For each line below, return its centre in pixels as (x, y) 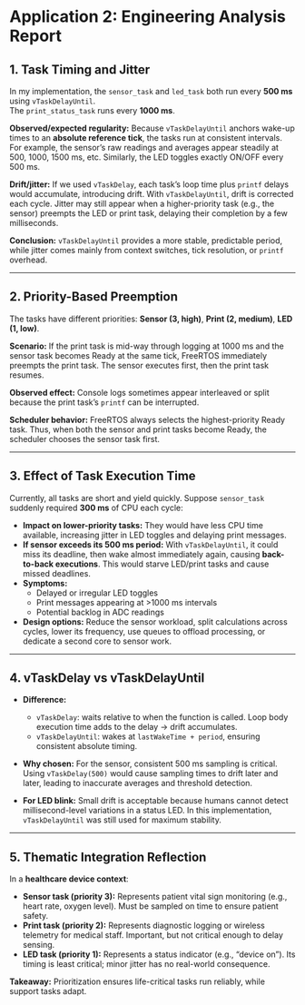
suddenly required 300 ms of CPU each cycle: (96, 507)
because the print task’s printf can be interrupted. (104, 402)
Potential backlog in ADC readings (100, 612)
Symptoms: (45, 583)
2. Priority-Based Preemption (94, 297)
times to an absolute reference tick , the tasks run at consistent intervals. (146, 138)
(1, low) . (25, 328)
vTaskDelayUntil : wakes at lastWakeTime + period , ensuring (148, 736)
